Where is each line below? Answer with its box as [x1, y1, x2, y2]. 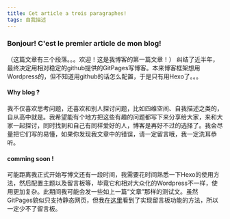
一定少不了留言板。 [7, 205, 62, 213]
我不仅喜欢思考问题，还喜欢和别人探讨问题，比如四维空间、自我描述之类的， [7, 104, 223, 113]
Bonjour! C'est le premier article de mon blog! [7, 39, 162, 48]
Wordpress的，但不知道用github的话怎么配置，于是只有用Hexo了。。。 [7, 72, 203, 81]
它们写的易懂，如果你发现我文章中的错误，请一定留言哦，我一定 [18, 130, 199, 138]
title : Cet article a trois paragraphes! [7, 10, 127, 17]
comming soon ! [7, 154, 54, 162]
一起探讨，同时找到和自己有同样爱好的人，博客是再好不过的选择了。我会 [12, 121, 217, 130]
